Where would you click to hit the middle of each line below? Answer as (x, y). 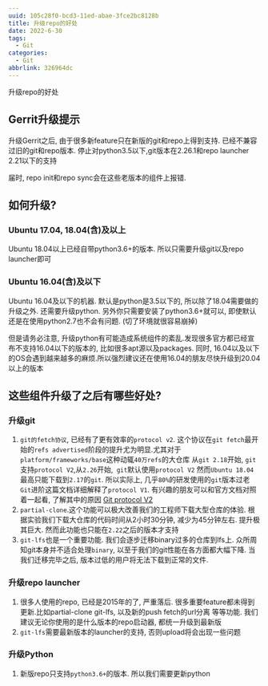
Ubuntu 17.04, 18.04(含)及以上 (67, 229)
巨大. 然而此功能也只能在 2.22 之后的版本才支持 (103, 530)
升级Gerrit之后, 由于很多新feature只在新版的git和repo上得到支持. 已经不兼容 (133, 140)
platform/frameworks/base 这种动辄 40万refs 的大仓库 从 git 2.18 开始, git (138, 460)
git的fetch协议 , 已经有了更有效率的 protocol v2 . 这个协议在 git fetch (132, 440)
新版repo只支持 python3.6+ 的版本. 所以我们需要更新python (115, 673)
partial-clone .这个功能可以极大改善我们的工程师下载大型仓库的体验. (133, 509)
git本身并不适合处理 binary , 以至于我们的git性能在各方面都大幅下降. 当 (141, 550)
